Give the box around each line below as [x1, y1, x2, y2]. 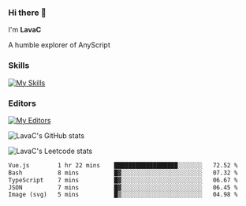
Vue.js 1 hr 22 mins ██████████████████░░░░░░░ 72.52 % [8, 161, 238, 169]
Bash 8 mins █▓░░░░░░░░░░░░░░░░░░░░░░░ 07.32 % [8, 169, 238, 177]
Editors [8, 98, 37, 109]
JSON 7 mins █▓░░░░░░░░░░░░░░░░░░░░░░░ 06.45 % [8, 183, 238, 192]
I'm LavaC [8, 25, 42, 35]
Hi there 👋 [8, 7, 47, 18]
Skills [8, 60, 30, 71]
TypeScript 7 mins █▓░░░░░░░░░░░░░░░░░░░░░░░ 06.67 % [8, 176, 238, 184]
